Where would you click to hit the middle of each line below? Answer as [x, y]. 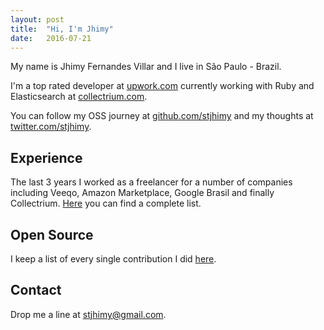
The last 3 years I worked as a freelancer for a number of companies [151, 182]
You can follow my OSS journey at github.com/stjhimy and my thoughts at [162, 116]
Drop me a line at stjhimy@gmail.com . [88, 314]
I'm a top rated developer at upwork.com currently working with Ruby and [162, 86]
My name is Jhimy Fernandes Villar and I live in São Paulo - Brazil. [146, 67]
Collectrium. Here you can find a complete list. [106, 203]
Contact [36, 290]
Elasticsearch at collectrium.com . [79, 97]
